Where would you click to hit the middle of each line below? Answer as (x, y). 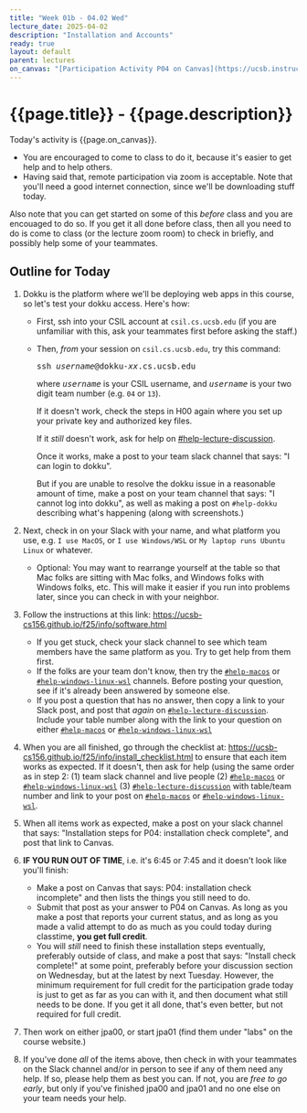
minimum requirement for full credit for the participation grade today (165, 985)
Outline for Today (60, 272)
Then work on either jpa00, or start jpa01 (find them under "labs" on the (158, 1032)
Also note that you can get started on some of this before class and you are (152, 214)
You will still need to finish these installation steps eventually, (151, 946)
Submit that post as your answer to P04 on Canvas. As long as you (162, 907)
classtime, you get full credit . (92, 936)
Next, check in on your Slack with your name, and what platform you (151, 530)
